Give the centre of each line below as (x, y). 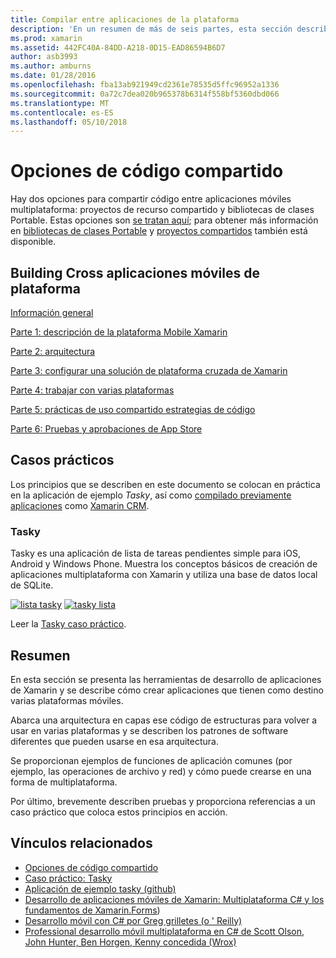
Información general (52, 312)
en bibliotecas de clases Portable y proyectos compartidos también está (159, 231)
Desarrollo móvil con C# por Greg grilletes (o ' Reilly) (133, 920)
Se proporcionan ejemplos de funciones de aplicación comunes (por (151, 760)
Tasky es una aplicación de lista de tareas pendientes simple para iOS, (155, 553)
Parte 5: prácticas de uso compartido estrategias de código (133, 409)
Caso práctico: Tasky (68, 878)
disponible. (33, 242)
